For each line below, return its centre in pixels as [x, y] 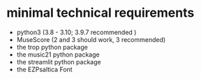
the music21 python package [58, 55]
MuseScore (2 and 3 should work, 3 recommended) [91, 39]
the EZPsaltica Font [44, 69]
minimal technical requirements [100, 13]
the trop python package [52, 47]
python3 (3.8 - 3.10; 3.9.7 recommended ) [76, 32]
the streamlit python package [59, 62]
